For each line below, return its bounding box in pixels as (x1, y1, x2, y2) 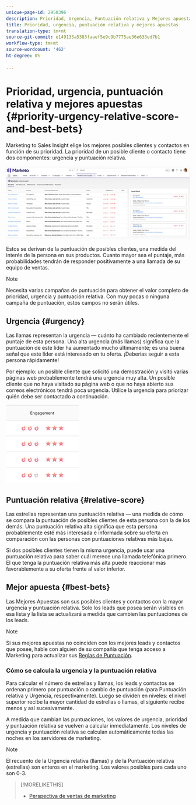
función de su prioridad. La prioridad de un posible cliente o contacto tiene (6, 148, 186, 155)
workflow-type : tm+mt (6, 40, 59, 46)
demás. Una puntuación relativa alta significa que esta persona (6, 523, 157, 530)
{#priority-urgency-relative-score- (6, 110, 179, 123)
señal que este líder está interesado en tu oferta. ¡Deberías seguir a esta (6, 350, 180, 357)
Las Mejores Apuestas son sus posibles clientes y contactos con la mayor (6, 598, 184, 605)
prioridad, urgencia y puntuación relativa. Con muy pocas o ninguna (6, 293, 170, 300)
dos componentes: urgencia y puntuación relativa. (6, 154, 127, 161)
